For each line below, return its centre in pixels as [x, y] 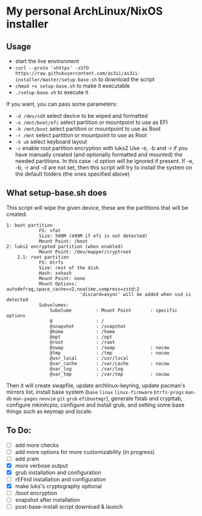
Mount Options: [58, 284]
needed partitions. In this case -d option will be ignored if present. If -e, [104, 161]
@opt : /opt [81, 337]
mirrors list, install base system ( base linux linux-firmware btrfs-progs [95, 392]
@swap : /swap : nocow [109, 348]
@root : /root [82, 342]
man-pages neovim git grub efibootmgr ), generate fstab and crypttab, [98, 398]
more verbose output [41, 466]
